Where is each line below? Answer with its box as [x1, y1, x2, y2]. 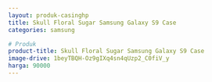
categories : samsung [8, 26, 76, 34]
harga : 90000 [8, 62, 51, 70]
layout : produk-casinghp [8, 11, 89, 20]
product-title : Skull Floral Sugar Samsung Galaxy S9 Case [8, 48, 205, 55]
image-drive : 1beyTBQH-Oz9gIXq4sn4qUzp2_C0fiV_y [8, 55, 170, 62]
